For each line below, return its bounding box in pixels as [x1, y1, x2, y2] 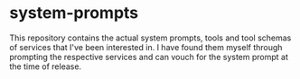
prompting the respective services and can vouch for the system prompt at [9, 51, 289, 62]
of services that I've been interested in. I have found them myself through [9, 41, 283, 52]
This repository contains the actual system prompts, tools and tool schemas [9, 32, 292, 43]
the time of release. [9, 61, 82, 72]
